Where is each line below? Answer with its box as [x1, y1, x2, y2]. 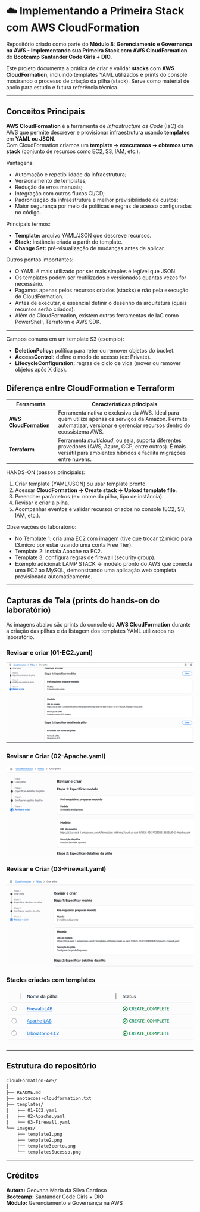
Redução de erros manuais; [14, 183, 83, 191]
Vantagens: [6, 159, 35, 166]
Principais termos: [6, 220, 51, 228]
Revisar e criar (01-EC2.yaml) [6, 648, 93, 656]
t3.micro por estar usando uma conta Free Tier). [14, 541, 133, 549]
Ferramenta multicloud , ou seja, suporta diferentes [58, 437, 182, 444]
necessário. [14, 280, 44, 287]
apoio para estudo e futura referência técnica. [6, 83, 119, 91]
